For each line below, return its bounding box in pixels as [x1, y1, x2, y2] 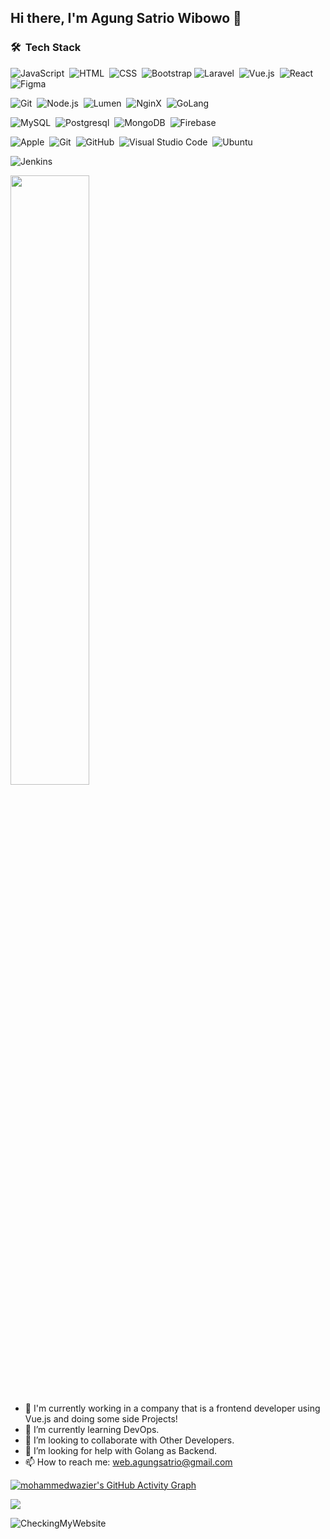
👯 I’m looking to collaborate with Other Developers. [24, 1434, 235, 1446]
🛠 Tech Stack [10, 41, 82, 55]
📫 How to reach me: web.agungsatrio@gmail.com [24, 1456, 233, 1468]
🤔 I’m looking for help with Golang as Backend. [24, 1444, 218, 1456]
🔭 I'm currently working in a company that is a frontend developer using [24, 1402, 321, 1414]
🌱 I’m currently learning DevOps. [24, 1423, 160, 1435]
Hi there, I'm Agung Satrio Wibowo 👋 [10, 10, 242, 27]
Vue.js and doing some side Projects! [24, 1412, 178, 1425]
